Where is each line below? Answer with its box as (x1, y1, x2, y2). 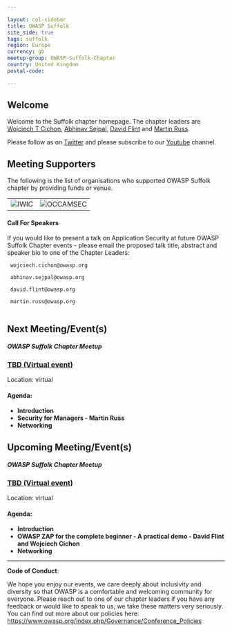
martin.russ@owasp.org (10, 298, 76, 305)
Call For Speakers (7, 218, 59, 227)
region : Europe (7, 42, 51, 49)
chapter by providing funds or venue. (7, 184, 113, 192)
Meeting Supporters (7, 158, 96, 170)
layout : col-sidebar (7, 16, 67, 23)
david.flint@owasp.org (10, 286, 76, 294)
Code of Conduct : (7, 567, 59, 575)
